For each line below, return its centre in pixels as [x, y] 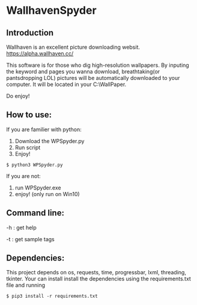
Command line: [35, 213]
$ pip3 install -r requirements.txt [52, 296]
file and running [26, 285]
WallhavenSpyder [52, 11]
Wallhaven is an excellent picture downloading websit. [73, 47]
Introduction [30, 33]
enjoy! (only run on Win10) [47, 194]
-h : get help [22, 227]
